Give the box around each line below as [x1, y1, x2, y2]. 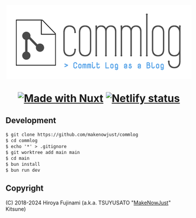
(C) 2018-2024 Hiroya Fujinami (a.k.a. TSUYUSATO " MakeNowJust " [5, 199, 171, 206]
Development [5, 115, 57, 126]
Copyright [5, 183, 44, 194]
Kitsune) [5, 205, 26, 212]
